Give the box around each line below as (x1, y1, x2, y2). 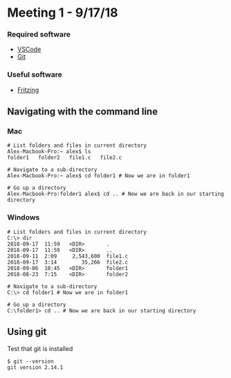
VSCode (17, 45, 41, 53)
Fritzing (17, 85, 39, 94)
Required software (7, 30, 71, 39)
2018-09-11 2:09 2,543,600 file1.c (7, 253, 129, 260)
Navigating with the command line (7, 106, 158, 118)
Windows (7, 213, 40, 222)
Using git (7, 326, 47, 338)
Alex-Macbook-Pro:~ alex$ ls (7, 148, 91, 155)
